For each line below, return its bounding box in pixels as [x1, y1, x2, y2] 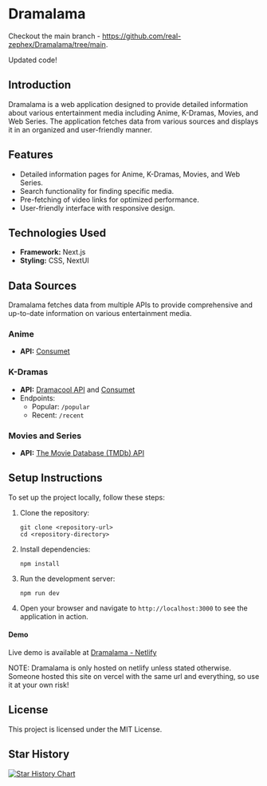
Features [8, 148, 53, 162]
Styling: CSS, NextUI [19, 256, 89, 266]
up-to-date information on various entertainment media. [8, 309, 192, 318]
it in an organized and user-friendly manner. [8, 124, 153, 134]
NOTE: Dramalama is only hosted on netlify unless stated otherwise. [8, 663, 232, 673]
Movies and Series [8, 430, 82, 441]
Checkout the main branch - [8, 31, 101, 41]
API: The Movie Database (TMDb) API [19, 448, 145, 458]
